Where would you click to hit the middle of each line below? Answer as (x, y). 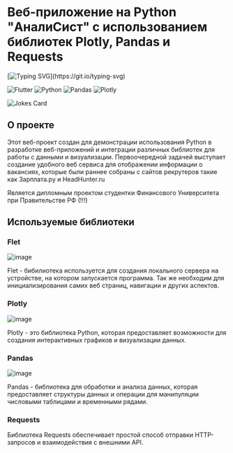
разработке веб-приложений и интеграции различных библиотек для (111, 149)
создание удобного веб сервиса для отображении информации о (105, 164)
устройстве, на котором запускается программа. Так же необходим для (116, 278)
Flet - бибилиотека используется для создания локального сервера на (113, 271)
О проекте (31, 125)
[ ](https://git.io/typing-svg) (66, 76)
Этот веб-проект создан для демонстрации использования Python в (110, 142)
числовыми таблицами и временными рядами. (77, 402)
